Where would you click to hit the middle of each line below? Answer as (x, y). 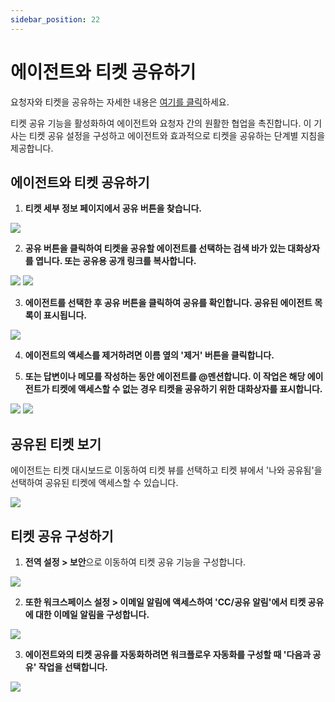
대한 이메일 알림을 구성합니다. (92, 614)
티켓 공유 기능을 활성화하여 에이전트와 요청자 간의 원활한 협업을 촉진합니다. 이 (161, 123)
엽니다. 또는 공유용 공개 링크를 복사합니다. (115, 261)
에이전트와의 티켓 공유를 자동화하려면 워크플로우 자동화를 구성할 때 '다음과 (168, 654)
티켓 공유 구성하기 (62, 536)
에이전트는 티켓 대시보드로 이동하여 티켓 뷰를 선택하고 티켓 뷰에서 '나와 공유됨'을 (166, 470)
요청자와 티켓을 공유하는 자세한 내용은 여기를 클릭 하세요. (120, 102)
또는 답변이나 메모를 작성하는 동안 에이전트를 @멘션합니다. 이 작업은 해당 (165, 377)
